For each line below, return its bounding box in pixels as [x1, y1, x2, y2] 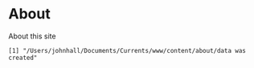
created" [8, 54, 38, 62]
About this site [8, 31, 56, 41]
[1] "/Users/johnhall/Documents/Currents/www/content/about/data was [8, 46, 247, 54]
